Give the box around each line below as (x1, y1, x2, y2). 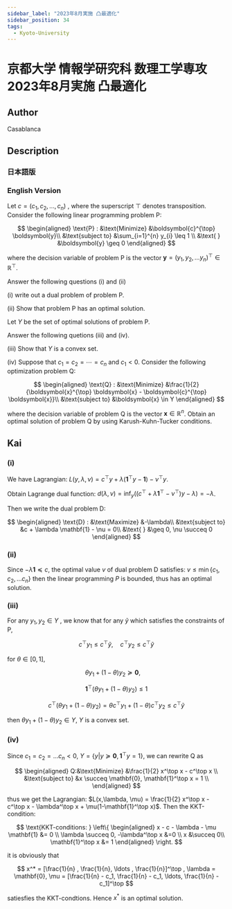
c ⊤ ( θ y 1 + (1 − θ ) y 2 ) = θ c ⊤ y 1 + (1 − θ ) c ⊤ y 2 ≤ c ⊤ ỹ (48, 699, 185, 711)
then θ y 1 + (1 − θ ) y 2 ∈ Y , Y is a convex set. (7, 716, 130, 726)
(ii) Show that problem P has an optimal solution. (7, 304, 145, 312)
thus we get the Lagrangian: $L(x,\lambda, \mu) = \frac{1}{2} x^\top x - (7, 795, 210, 803)
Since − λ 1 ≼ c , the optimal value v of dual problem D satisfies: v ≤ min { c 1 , (7, 565, 220, 576)
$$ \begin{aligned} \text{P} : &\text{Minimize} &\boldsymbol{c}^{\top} (17, 224, 216, 232)
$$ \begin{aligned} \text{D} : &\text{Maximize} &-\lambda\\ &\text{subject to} (7, 518, 226, 526)
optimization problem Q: (7, 367, 76, 375)
